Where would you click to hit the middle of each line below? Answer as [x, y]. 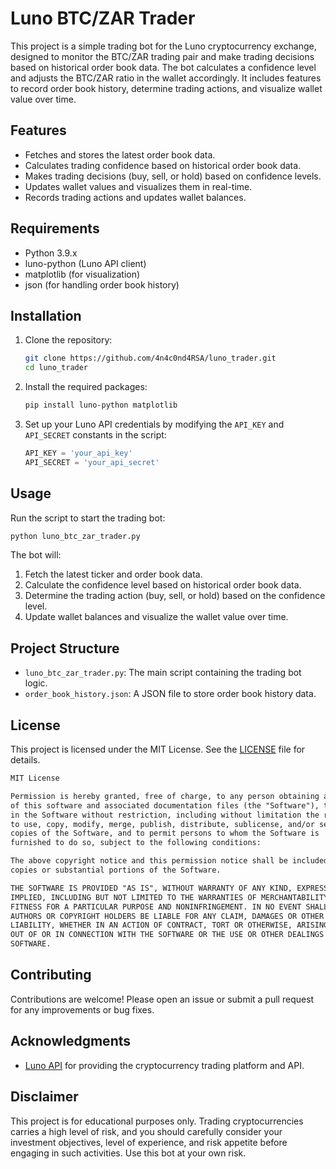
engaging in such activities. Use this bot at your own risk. [128, 1153]
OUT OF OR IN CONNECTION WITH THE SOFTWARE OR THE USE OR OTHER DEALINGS [167, 935]
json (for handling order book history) [102, 284]
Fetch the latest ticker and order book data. [113, 574]
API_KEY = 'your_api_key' [78, 453]
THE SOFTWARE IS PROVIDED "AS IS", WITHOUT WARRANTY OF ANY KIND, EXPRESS [169, 888]
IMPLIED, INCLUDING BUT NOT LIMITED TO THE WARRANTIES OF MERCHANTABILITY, [171, 897]
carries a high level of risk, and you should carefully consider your [146, 1131]
